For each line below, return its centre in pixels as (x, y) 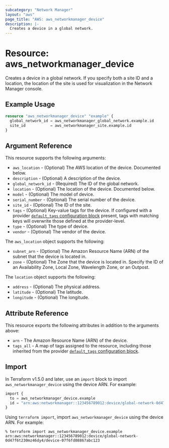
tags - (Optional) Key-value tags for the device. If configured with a (82, 210)
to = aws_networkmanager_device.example (53, 398)
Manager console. (24, 89)
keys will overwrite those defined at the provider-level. (69, 221)
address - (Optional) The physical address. (56, 287)
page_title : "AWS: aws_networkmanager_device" (55, 19)
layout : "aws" (20, 15)
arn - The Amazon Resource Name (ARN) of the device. (70, 340)
